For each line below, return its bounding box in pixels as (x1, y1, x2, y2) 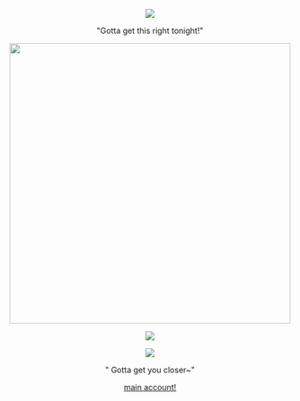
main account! (123, 382, 177, 392)
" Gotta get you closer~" (105, 364, 195, 375)
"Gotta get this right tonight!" (96, 25, 204, 36)
